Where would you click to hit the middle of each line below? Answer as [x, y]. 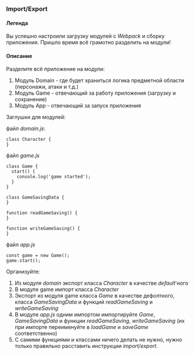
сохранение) [31, 99]
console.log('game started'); [54, 177]
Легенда [17, 23]
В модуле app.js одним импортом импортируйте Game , [85, 315]
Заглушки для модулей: [36, 117]
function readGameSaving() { [42, 213]
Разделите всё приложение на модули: [55, 69]
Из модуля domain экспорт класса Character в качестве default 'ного [101, 283]
